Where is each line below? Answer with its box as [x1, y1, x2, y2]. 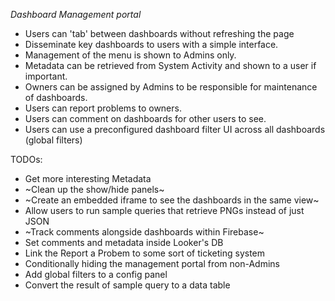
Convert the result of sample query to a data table [24, 279, 231, 291]
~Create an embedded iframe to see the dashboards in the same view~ [24, 194, 320, 206]
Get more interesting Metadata [24, 173, 152, 184]
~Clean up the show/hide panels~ [24, 184, 165, 195]
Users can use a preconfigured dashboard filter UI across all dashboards [24, 124, 326, 135]
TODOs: [10, 154, 43, 165]
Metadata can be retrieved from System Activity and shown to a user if [24, 60, 317, 71]
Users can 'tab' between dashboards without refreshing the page [24, 28, 295, 39]
